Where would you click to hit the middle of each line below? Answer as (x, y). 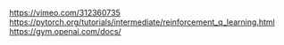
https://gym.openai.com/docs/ (66, 31)
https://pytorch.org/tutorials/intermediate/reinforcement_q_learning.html (142, 22)
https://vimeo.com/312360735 (65, 13)
